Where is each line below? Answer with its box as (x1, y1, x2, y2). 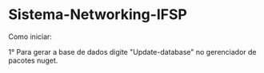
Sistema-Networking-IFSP (8, 6, 188, 24)
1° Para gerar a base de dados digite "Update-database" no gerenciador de (8, 47, 258, 56)
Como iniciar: (8, 32, 52, 41)
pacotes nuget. (8, 56, 58, 65)
